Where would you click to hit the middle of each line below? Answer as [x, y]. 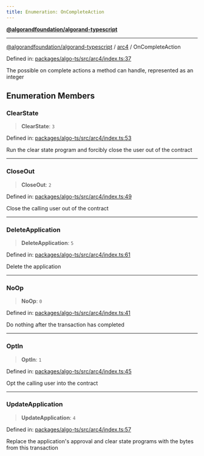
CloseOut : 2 [36, 185]
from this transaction [32, 447]
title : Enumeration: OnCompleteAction [55, 12]
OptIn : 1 [31, 359]
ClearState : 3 [38, 126]
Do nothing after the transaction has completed [65, 325]
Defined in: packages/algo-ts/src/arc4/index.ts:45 [69, 371]
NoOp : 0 [32, 301]
